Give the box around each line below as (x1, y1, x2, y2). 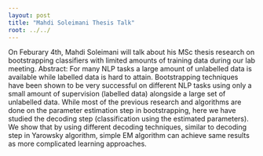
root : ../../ (8, 26, 51, 34)
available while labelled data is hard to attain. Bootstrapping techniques (8, 72, 239, 82)
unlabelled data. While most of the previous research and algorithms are (8, 97, 242, 107)
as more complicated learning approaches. (8, 139, 147, 149)
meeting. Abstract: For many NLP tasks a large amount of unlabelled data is (8, 64, 253, 74)
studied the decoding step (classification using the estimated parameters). (8, 114, 249, 124)
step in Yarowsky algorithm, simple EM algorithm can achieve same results (8, 131, 250, 140)
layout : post (8, 11, 51, 20)
